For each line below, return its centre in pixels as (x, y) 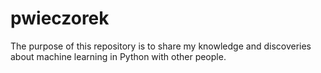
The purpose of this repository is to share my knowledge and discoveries (161, 46)
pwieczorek (60, 18)
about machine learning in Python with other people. (118, 56)
